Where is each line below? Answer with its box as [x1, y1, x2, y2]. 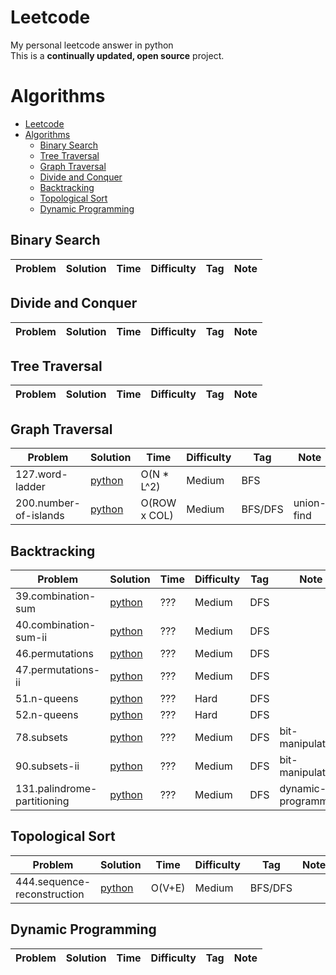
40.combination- [15, 617, 97, 631]
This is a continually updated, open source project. [10, 49, 225, 61]
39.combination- [15, 589, 97, 603]
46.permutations [15, 646, 94, 660]
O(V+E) [150, 881, 186, 895]
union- [293, 496, 327, 510]
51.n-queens [15, 691, 79, 705]
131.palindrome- [15, 781, 98, 795]
